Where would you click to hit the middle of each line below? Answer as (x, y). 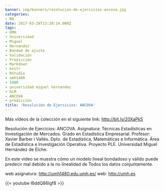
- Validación (18, 55)
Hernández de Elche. (26, 149)
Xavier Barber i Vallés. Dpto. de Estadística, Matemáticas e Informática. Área (82, 139)
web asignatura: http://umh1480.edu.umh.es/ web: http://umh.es (70, 174)
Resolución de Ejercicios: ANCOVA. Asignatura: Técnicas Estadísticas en (79, 129)
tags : (11, 28)
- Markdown (16, 64)
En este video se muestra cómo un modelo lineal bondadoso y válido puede (82, 159)
